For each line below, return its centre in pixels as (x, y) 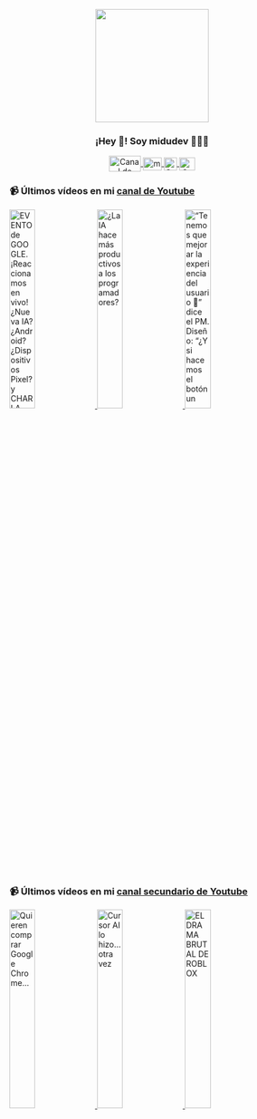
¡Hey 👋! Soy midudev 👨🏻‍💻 (152, 140)
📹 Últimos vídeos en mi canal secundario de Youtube (129, 891)
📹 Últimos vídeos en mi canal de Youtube (102, 191)
